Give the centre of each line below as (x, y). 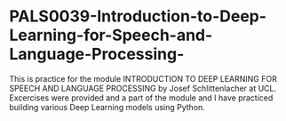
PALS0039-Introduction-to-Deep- (138, 16)
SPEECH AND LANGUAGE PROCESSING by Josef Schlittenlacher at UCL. (143, 88)
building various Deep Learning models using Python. (107, 107)
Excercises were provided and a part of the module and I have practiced (141, 97)
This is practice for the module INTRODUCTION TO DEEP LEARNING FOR (143, 78)
